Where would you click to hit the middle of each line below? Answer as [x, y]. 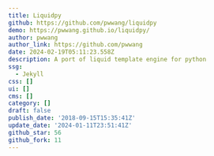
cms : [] [21, 96]
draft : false [30, 111]
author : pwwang [33, 37]
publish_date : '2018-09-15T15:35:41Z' [72, 118]
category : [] [30, 103]
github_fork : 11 [35, 140]
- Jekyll [30, 74]
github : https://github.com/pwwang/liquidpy [83, 23]
